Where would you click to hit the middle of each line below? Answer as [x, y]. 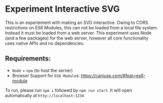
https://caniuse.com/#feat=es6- [113, 75]
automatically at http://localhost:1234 [45, 95]
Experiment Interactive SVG [62, 9]
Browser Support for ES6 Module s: [46, 75]
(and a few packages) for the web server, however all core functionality [77, 38]
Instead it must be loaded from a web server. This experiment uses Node [78, 33]
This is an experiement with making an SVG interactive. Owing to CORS [77, 22]
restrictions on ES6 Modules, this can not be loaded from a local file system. [82, 27]
